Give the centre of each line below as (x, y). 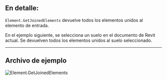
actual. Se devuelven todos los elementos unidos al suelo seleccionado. (79, 40)
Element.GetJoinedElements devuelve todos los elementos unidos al (74, 20)
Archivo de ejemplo (36, 61)
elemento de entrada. (27, 25)
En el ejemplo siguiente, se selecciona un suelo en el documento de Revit (80, 35)
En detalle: (22, 8)
